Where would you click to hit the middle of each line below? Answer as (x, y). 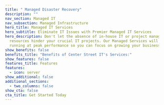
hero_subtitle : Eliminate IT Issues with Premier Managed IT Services (78, 32)
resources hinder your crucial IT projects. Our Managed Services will (84, 41)
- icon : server (25, 73)
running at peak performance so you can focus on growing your (75, 45)
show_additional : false (29, 77)
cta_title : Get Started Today (36, 95)
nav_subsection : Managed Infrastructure (47, 23)
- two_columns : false (31, 86)
